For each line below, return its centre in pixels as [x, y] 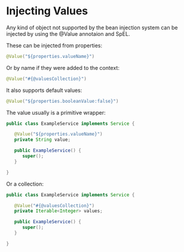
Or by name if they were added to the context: [63, 67]
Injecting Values [47, 11]
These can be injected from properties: [54, 45]
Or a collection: [25, 184]
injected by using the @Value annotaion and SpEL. [68, 33]
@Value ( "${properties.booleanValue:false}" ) [62, 101]
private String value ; [42, 140]
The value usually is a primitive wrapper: [56, 112]
